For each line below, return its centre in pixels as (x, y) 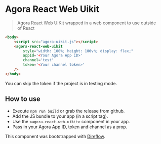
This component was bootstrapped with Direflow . (55, 136)
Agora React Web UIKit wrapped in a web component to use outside (87, 23)
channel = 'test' (39, 60)
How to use (23, 99)
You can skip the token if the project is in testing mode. (61, 83)
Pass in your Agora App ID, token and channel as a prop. (70, 127)
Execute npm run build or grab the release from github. (68, 111)
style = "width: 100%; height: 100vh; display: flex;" (78, 51)
